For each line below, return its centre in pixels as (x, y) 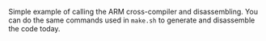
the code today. (34, 29)
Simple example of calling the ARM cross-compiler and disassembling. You (133, 12)
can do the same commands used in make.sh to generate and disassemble (132, 20)
